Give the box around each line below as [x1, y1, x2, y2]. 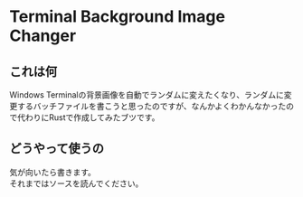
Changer [9, 25, 77, 46]
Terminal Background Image [9, 6, 226, 27]
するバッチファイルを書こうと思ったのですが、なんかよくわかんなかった [16, 101, 287, 111]
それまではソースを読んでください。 [9, 178, 144, 189]
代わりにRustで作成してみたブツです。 [16, 112, 160, 123]
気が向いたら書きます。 [9, 166, 97, 177]
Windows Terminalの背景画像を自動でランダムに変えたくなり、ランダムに [9, 89, 285, 100]
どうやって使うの [9, 141, 104, 156]
